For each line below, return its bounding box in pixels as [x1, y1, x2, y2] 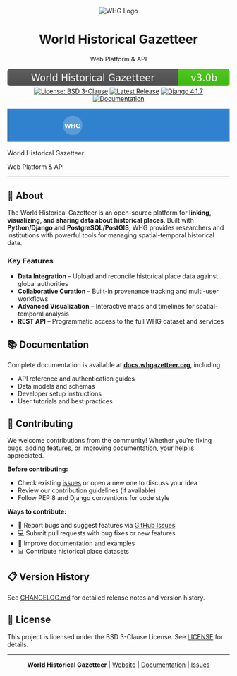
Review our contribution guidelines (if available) [17, 486, 157, 494]
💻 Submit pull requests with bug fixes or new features [17, 529, 176, 538]
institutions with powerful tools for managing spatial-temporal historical [7, 231, 215, 239]
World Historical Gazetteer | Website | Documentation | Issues [27, 660, 210, 669]
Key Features [7, 256, 54, 266]
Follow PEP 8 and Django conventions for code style [17, 494, 170, 502]
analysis [45, 309, 69, 318]
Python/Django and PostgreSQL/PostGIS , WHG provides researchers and [7, 223, 224, 232]
